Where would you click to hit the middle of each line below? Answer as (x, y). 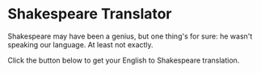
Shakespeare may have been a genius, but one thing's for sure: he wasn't (130, 36)
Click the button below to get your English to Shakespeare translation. (124, 60)
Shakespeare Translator (90, 14)
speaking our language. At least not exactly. (81, 44)
